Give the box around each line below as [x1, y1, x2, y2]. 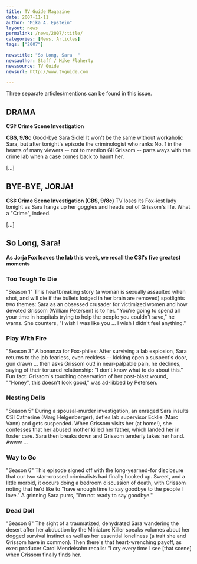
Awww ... [6, 438, 28, 445]
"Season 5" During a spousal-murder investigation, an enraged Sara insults [6, 407, 189, 414]
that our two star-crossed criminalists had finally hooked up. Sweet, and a [6, 473, 186, 480]
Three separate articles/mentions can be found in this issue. [6, 90, 152, 97]
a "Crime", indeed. [6, 210, 51, 217]
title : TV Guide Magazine [6, 8, 70, 15]
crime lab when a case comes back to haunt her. [6, 153, 124, 160]
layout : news [6, 25, 38, 31]
